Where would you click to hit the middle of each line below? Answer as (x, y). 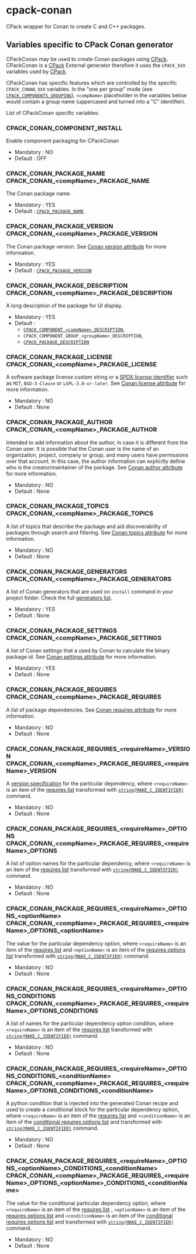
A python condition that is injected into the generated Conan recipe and (92, 1103)
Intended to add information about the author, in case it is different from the (97, 442)
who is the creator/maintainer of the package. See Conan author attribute (94, 467)
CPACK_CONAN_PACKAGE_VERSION (60, 226)
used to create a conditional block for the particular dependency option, (93, 1110)
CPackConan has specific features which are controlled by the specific (92, 83)
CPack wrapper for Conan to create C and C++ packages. (76, 26)
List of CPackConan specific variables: (53, 113)
